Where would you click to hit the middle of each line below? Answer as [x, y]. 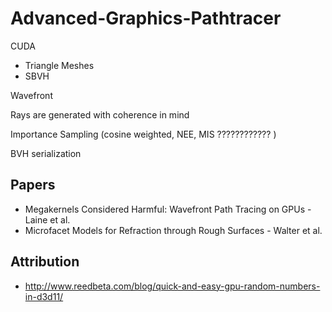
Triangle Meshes [59, 65]
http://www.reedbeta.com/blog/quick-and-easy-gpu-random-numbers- [172, 286]
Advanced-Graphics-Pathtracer [146, 18]
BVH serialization [46, 153]
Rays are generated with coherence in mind [100, 114]
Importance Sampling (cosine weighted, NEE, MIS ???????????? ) [143, 134]
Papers [33, 185]
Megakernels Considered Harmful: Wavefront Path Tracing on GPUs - [168, 209]
